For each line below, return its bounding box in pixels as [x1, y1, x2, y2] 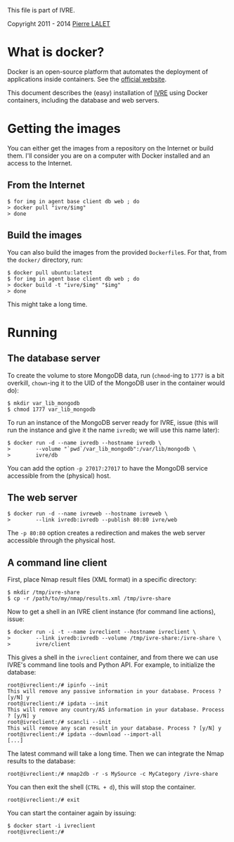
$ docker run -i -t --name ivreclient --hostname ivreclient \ [7, 629, 197, 636]
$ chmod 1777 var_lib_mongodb [7, 406, 96, 413]
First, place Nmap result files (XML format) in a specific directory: [7, 575, 197, 584]
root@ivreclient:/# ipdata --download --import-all [7, 731, 162, 738]
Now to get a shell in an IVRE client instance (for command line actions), [7, 608, 216, 616]
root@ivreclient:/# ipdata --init [7, 700, 109, 708]
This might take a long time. [7, 300, 88, 308]
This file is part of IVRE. [7, 6, 75, 14]
